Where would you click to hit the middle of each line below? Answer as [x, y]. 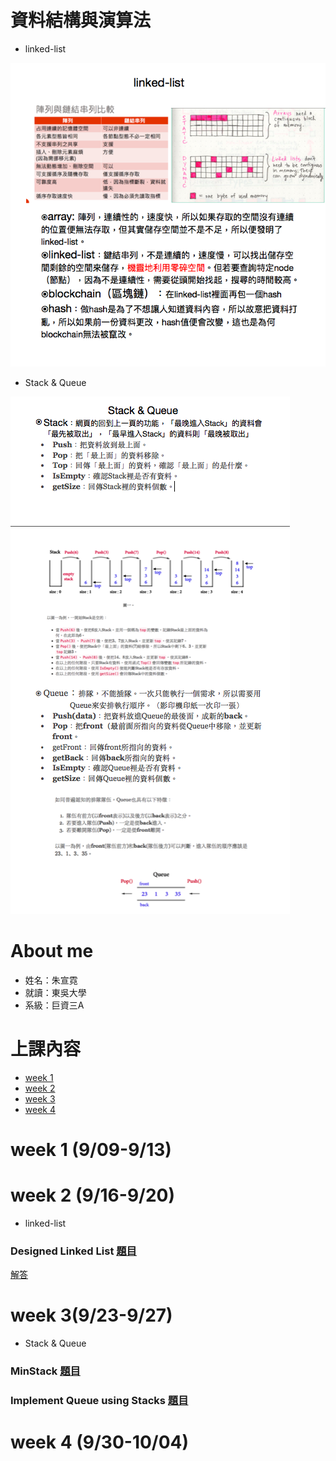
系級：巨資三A [54, 1005]
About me [52, 951]
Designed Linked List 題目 [73, 1251]
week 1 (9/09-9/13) [91, 1150]
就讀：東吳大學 [55, 992]
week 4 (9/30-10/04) [100, 1442]
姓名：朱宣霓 [51, 980]
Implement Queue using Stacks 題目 [99, 1401]
